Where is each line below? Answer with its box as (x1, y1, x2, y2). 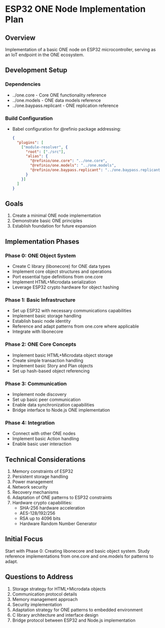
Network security (12, 484, 48, 490)
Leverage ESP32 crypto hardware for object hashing (12, 284, 119, 290)
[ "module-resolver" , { (21, 144, 68, 150)
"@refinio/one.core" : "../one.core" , (30, 159, 107, 164)
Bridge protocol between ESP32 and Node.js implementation (12, 617, 135, 623)
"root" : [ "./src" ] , (25, 149, 66, 154)
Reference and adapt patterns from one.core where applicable (12, 324, 139, 330)
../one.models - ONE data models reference (12, 97, 101, 103)
